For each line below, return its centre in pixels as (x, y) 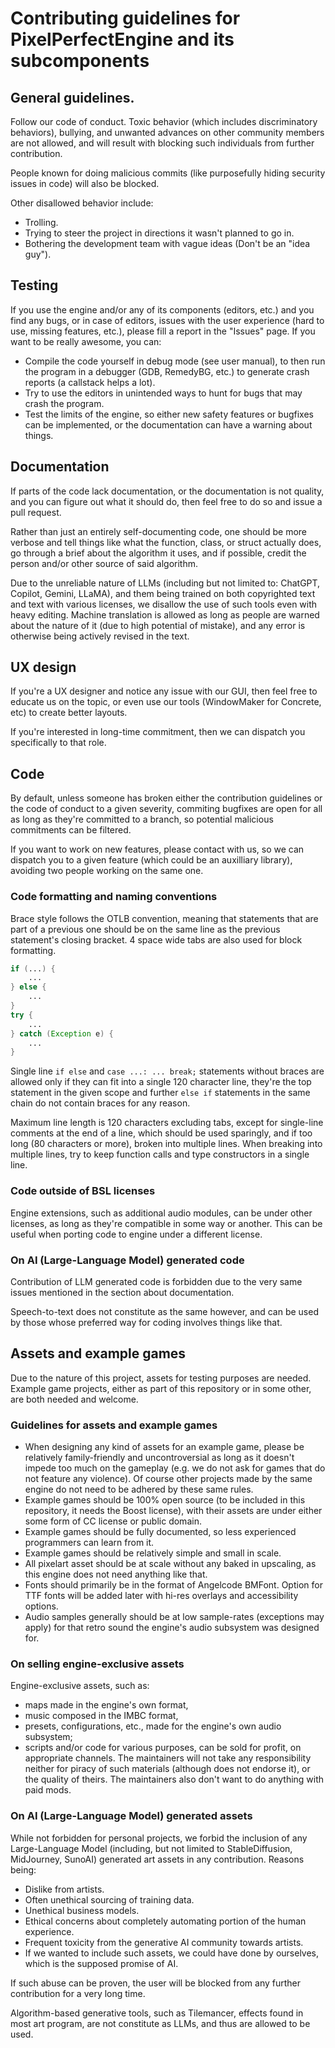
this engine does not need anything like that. (116, 1574)
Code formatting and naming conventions (114, 897)
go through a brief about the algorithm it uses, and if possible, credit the (158, 553)
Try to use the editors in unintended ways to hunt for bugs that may (163, 393)
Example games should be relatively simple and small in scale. (153, 1553)
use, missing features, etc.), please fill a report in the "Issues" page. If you (163, 331)
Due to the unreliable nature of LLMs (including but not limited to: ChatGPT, (165, 583)
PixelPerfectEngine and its (122, 39)
